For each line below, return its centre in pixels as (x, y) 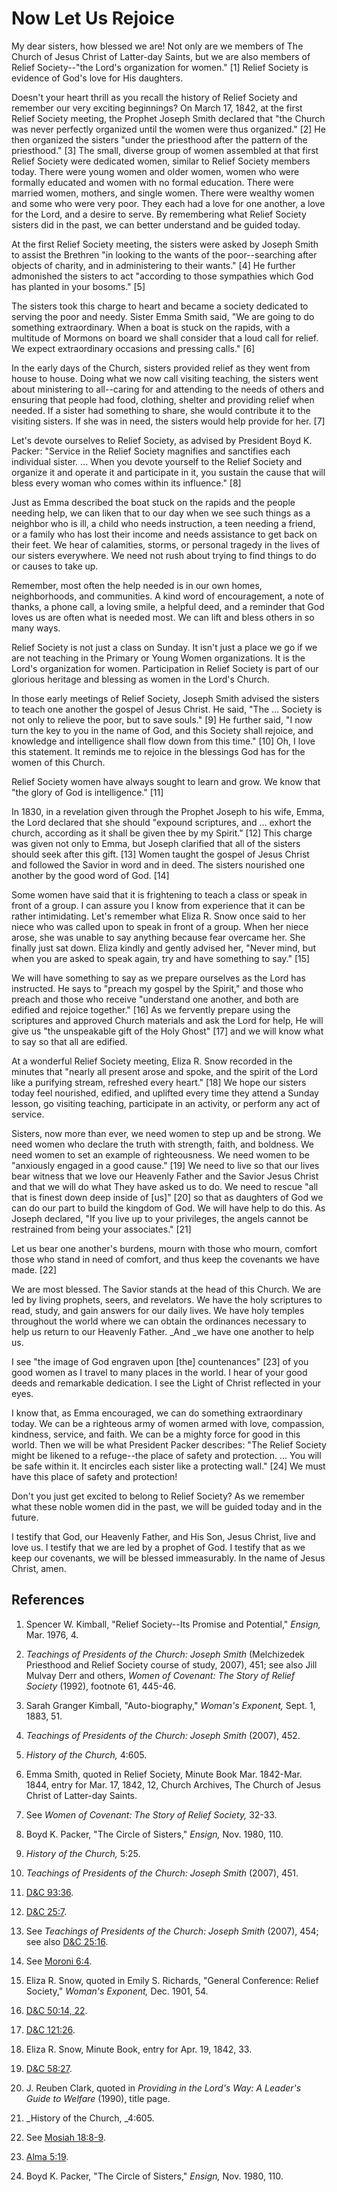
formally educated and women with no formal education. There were (152, 182)
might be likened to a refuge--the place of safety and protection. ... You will (166, 1455)
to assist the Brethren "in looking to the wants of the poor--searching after (164, 254)
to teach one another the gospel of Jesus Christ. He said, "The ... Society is (167, 709)
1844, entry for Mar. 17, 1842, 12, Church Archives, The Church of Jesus (173, 1784)
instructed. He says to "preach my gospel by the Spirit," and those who (157, 988)
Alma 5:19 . (47, 2156)
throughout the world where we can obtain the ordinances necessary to (159, 1321)
